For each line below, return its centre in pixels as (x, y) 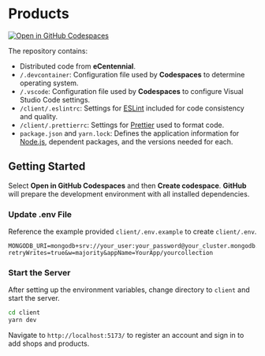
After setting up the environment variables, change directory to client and (129, 290)
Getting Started (47, 167)
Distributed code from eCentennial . (78, 66)
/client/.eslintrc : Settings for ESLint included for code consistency (132, 108)
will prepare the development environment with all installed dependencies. (129, 193)
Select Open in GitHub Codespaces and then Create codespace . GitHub (127, 185)
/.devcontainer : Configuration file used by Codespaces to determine (132, 74)
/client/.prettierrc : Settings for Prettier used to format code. (122, 125)
